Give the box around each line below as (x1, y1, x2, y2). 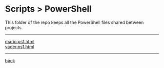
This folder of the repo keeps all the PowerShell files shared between (5, 19, 144, 25)
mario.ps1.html (5, 38, 35, 44)
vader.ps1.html (5, 44, 35, 50)
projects (5, 24, 22, 30)
